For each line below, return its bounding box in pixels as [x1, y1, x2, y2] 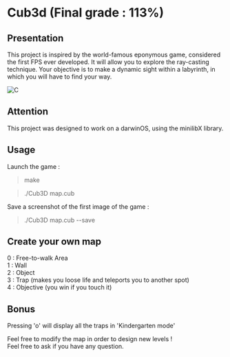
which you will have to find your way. [7, 72, 112, 81]
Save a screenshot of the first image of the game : [7, 202, 149, 211]
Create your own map [7, 236, 102, 247]
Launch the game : [7, 162, 61, 170]
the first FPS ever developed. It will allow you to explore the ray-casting [7, 58, 210, 66]
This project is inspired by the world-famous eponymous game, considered [7, 50, 221, 59]
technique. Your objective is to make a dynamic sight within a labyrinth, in [7, 65, 216, 73]
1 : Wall [7, 261, 28, 269]
